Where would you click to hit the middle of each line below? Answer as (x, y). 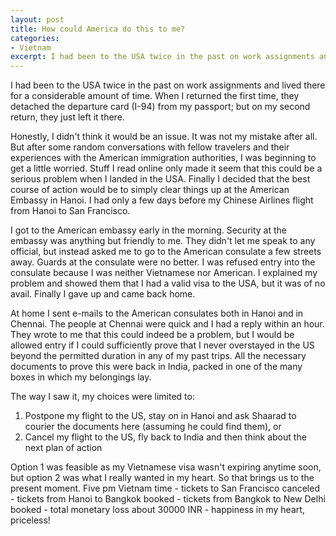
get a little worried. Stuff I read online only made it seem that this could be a (166, 168)
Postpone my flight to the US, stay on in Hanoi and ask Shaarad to (160, 416)
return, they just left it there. (67, 117)
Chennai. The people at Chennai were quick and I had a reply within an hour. (167, 324)
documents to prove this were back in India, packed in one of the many (156, 367)
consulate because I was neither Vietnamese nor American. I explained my (164, 273)
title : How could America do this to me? (98, 29)
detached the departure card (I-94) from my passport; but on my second (160, 107)
